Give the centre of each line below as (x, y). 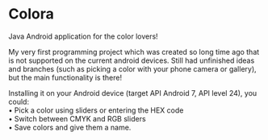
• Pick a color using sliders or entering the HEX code (96, 110)
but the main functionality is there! (65, 77)
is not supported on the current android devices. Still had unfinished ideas (132, 60)
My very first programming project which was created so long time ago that (134, 51)
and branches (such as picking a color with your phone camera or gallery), (132, 68)
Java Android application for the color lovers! (84, 36)
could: (19, 101)
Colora (31, 14)
